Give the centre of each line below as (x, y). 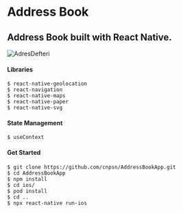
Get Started (24, 152)
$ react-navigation (35, 90)
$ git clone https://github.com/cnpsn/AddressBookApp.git (91, 167)
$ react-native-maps (37, 96)
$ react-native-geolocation (47, 84)
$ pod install (27, 191)
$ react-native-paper (38, 102)
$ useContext (26, 138)
